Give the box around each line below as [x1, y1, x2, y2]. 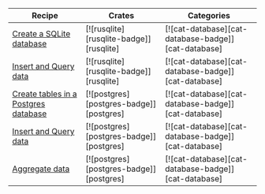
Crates [108, 10, 135, 21]
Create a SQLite [12, 28, 71, 39]
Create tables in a [12, 88, 77, 99]
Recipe [31, 10, 58, 21]
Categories [188, 10, 230, 21]
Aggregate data [12, 163, 70, 174]
